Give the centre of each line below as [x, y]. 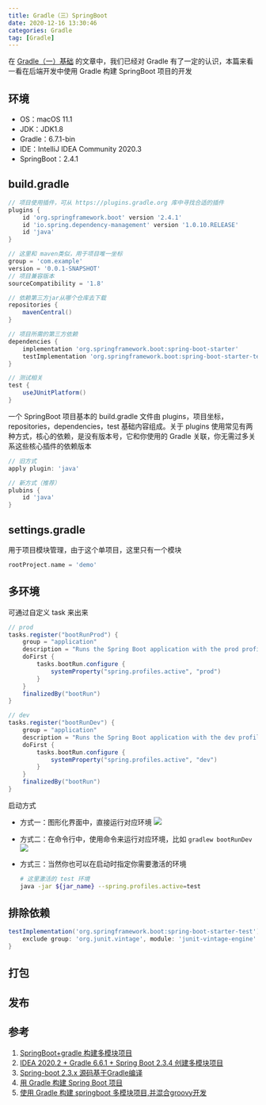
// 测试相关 [26, 378]
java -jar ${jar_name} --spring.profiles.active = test [110, 886]
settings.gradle [47, 530]
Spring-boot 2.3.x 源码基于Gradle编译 [81, 1072]
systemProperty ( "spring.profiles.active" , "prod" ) [136, 672]
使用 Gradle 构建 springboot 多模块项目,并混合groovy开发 [113, 1092]
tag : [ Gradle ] [32, 38]
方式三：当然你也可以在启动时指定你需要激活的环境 [103, 864]
